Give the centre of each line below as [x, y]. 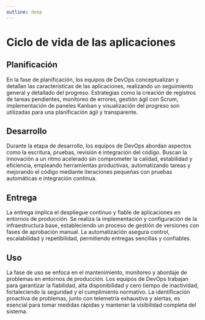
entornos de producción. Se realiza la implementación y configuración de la [102, 219]
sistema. [17, 311]
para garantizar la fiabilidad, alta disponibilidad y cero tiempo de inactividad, [102, 286]
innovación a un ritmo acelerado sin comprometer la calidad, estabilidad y [99, 159]
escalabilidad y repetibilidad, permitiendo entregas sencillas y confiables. [99, 239]
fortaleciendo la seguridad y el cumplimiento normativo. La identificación [98, 292]
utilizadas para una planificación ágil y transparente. [72, 112]
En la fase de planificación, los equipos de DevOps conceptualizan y [93, 80]
